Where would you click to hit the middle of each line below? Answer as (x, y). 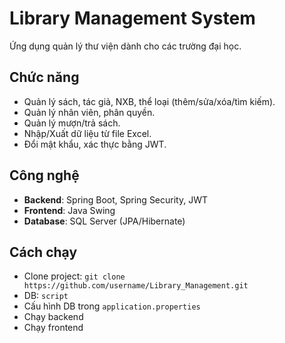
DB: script (46, 296)
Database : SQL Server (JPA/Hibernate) (104, 221)
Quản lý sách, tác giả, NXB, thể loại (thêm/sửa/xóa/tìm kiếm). (149, 101)
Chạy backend (53, 317)
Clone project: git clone (74, 276)
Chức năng (44, 77)
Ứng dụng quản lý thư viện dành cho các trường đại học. (125, 46)
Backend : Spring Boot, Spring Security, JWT (116, 199)
